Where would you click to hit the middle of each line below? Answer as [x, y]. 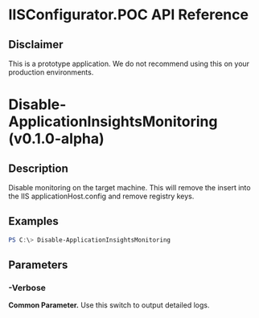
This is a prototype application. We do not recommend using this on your [129, 63]
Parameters [38, 265]
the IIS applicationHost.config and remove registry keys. [101, 196]
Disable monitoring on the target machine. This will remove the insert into [129, 188]
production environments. [51, 72]
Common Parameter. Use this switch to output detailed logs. [109, 305]
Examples [33, 221]
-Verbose [27, 288]
